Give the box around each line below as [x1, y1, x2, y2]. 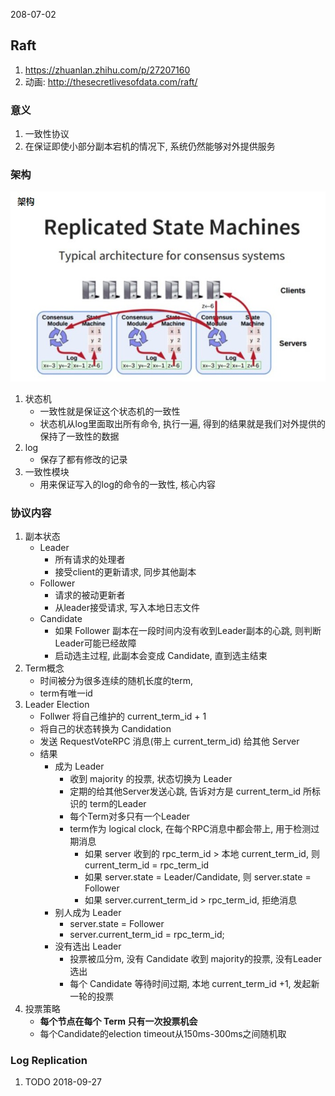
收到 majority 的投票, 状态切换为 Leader [69, 772, 233, 784]
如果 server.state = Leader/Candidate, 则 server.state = [84, 870, 312, 883]
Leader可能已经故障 [54, 637, 137, 649]
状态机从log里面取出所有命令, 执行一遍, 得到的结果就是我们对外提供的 [39, 417, 326, 429]
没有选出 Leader [54, 940, 122, 952]
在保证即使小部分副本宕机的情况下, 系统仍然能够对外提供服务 [24, 140, 276, 153]
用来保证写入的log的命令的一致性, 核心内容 [39, 478, 216, 490]
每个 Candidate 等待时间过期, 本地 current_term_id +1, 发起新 [69, 977, 320, 989]
